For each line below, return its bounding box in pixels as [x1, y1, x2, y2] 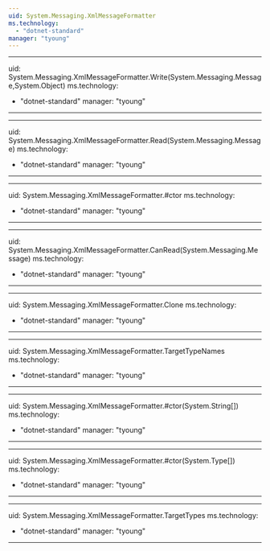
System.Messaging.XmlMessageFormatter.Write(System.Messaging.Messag [8, 72, 262, 82]
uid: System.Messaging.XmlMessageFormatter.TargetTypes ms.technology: [8, 511, 259, 520]
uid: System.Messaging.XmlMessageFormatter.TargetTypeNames [8, 347, 225, 356]
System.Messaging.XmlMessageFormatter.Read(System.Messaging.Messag [8, 136, 261, 146]
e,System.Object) [8, 81, 66, 91]
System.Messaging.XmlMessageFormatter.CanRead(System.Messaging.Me [8, 245, 259, 255]
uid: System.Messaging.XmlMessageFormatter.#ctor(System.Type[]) [8, 456, 235, 466]
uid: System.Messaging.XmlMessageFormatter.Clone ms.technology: [8, 300, 237, 310]
